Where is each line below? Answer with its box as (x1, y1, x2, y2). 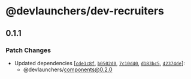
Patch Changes (5, 46, 51, 54)
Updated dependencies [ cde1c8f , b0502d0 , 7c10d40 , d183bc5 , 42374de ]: (14, 59, 185, 66)
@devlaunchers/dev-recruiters (5, 4, 165, 18)
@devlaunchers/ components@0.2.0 (23, 66, 113, 73)
